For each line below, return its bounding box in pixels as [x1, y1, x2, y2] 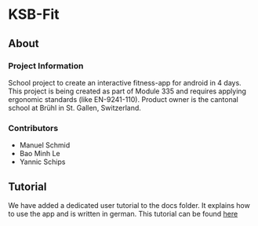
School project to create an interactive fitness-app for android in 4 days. [8, 78, 242, 87]
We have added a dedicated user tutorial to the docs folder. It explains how [8, 200, 251, 210]
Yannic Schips [19, 157, 66, 166]
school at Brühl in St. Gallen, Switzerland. [8, 103, 141, 112]
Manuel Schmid [19, 140, 71, 150]
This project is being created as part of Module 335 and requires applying [8, 86, 247, 96]
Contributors [8, 122, 59, 133]
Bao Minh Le [19, 149, 60, 159]
